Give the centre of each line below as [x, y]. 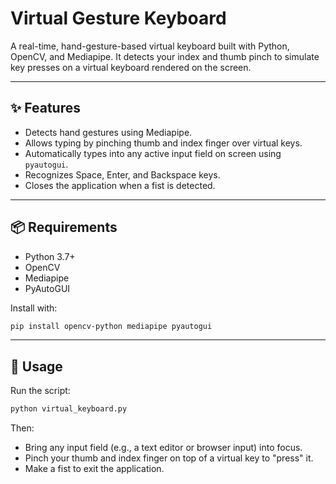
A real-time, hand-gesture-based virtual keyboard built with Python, [150, 46]
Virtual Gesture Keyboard [118, 18]
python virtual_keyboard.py [69, 409]
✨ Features [45, 108]
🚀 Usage [36, 366]
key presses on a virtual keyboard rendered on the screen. [131, 67]
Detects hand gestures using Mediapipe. [108, 132]
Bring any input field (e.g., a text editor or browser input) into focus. [163, 448]
